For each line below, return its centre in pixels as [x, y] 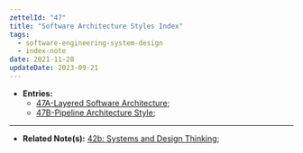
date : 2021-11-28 [42, 59]
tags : [19, 34]
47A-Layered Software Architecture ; [103, 103]
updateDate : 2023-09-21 [54, 68]
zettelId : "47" [38, 18]
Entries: [37, 93]
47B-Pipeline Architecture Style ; [96, 112]
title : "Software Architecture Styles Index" [96, 26]
